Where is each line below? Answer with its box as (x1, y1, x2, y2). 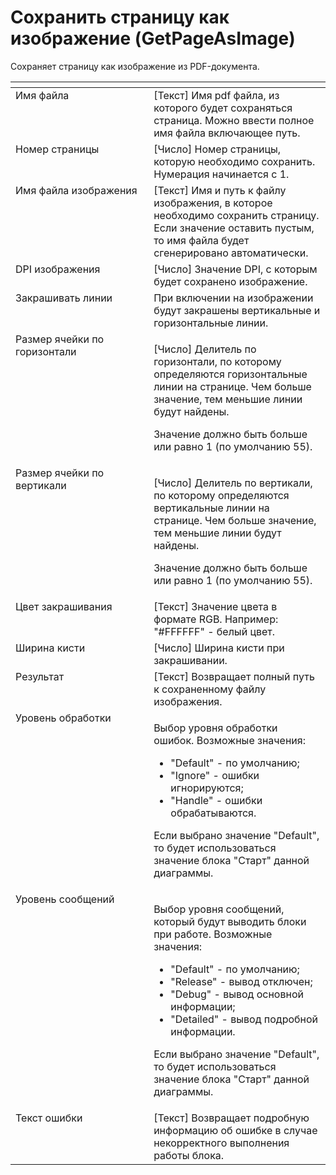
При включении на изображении (153, 291, 314, 305)
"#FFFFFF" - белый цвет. (153, 624, 276, 638)
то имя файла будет (153, 233, 250, 247)
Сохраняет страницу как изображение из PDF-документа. (10, 60, 260, 72)
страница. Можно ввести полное (153, 113, 315, 127)
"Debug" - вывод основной (170, 987, 304, 1001)
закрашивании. (153, 653, 228, 667)
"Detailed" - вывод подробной (170, 1012, 318, 1026)
